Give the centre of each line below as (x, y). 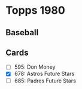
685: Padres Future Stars (45, 81)
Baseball (22, 33)
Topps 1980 (35, 10)
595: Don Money (35, 67)
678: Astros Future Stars (44, 74)
